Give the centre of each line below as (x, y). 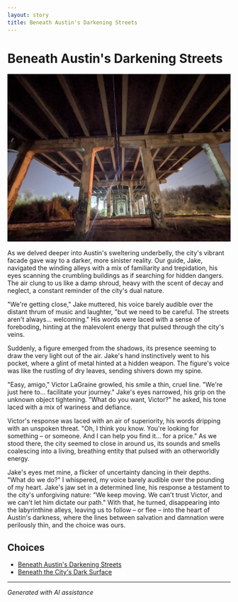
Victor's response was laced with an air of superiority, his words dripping (114, 421)
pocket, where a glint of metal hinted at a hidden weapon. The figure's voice (119, 363)
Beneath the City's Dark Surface (64, 572)
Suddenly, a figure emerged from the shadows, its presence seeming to (112, 348)
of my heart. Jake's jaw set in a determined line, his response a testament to (119, 487)
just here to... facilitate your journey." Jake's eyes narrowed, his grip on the (117, 392)
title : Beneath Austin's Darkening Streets (73, 22)
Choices (26, 547)
